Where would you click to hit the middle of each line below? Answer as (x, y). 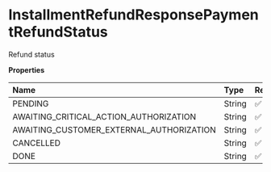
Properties (27, 69)
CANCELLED (37, 143)
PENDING (31, 103)
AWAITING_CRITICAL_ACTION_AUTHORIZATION (104, 116)
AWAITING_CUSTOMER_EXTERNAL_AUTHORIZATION (114, 129)
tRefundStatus (58, 32)
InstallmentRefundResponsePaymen (134, 15)
